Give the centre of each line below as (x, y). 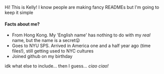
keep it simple (19, 12)
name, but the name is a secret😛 (46, 40)
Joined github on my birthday (42, 56)
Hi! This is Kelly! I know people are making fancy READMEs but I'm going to (82, 7)
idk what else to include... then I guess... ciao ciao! (57, 66)
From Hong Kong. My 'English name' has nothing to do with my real (81, 35)
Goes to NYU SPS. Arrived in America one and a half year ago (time (81, 46)
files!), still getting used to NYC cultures (53, 51)
